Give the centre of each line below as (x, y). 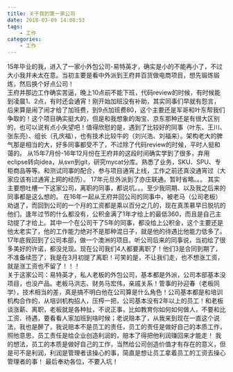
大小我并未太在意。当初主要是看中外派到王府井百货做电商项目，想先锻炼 (110, 75)
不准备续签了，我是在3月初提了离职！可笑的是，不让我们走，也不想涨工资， (115, 257)
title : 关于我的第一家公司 (42, 14)
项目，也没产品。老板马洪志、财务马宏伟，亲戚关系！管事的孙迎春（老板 (110, 283)
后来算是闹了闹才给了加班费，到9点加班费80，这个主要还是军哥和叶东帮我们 (116, 110)
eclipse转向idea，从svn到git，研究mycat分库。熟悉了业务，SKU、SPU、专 (114, 162)
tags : (15, 26)
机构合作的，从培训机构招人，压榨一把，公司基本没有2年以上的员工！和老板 (115, 301)
